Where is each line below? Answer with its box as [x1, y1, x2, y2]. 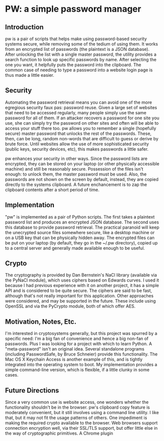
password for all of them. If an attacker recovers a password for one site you [5, 115, 160, 121]
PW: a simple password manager [5, 3, 141, 15]
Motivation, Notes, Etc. [5, 317, 77, 326]
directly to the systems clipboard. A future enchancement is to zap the [5, 181, 147, 187]
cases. [5, 372, 19, 378]
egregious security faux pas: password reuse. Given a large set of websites [5, 104, 158, 110]
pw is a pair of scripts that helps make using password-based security [5, 36, 147, 42]
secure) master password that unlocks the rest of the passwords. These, [5, 131, 152, 136]
